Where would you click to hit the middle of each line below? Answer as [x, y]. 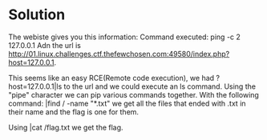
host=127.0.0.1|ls [35, 86]
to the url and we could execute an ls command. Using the [160, 86]
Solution [37, 15]
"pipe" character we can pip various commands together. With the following [133, 94]
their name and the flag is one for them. [73, 112]
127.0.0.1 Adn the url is [45, 45]
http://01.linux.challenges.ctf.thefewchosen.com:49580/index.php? [119, 54]
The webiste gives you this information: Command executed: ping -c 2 [124, 37]
